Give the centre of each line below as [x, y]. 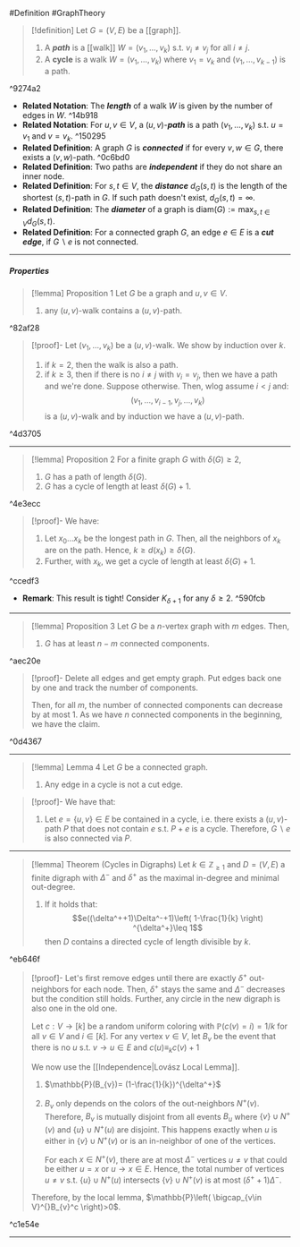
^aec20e [25, 661]
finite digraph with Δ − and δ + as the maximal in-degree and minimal [155, 876]
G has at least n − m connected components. [127, 643]
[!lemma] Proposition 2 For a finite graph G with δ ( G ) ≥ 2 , [136, 459]
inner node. [43, 176]
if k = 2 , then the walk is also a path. [111, 365]
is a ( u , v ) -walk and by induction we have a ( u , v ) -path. [144, 416]
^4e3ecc [25, 503]
